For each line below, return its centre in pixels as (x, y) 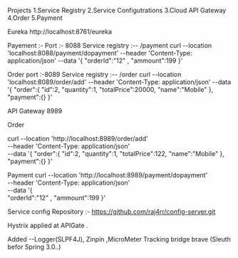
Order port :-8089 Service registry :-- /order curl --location (94, 74)
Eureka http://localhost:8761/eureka (60, 32)
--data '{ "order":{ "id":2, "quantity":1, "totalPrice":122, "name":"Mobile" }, (116, 154)
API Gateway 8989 (35, 111)
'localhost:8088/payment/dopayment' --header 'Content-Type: (100, 53)
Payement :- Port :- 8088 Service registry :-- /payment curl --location (110, 45)
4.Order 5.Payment (35, 18)
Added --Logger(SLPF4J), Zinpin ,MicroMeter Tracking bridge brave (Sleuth (119, 239)
